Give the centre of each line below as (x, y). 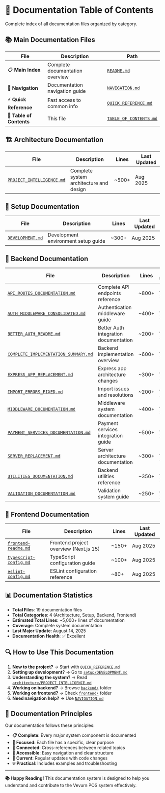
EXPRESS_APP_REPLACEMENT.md (40, 375)
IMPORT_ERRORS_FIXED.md (35, 392)
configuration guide (73, 563)
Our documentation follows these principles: (50, 725)
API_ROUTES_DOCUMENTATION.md (41, 293)
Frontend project (69, 543)
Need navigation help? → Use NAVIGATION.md (58, 698)
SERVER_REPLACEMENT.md (34, 456)
